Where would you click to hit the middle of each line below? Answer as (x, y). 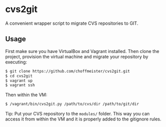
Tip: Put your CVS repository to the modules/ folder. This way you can (78, 114)
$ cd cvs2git (19, 76)
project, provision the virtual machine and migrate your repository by (77, 56)
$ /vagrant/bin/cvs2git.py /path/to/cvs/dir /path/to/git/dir (72, 104)
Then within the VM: (26, 95)
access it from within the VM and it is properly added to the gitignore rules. (84, 119)
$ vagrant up (19, 81)
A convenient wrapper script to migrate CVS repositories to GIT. (72, 23)
